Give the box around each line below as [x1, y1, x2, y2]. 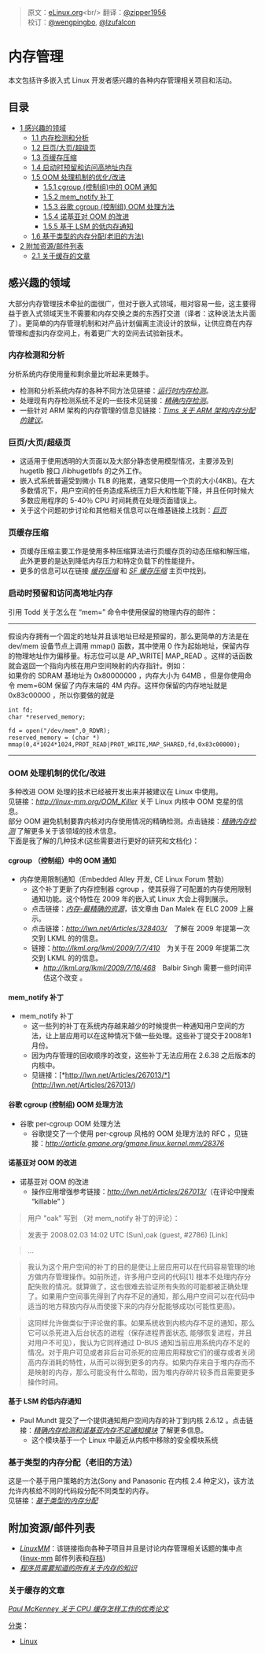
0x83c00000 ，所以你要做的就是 [8, 690, 115, 700]
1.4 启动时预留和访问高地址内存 [31, 162, 133, 172]
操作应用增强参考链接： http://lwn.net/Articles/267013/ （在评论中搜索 [31, 1186, 255, 1196]
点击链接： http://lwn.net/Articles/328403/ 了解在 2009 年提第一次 [31, 924, 250, 934]
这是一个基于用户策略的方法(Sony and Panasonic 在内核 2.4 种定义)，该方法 [8, 1476, 254, 1486]
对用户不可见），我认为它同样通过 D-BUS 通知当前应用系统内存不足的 [27, 1337, 250, 1347]
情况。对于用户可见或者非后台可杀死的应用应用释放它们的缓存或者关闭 [27, 1348, 256, 1357]
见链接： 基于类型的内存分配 [8, 1496, 98, 1506]
